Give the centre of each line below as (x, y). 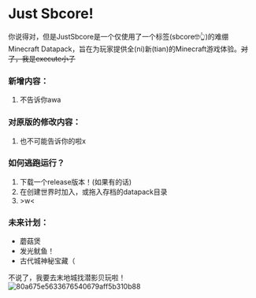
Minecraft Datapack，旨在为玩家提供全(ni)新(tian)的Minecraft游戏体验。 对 (128, 49)
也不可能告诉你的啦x (53, 141)
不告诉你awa (40, 100)
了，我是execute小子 (42, 58)
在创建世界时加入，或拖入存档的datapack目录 (93, 192)
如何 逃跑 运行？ (37, 163)
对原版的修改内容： (45, 122)
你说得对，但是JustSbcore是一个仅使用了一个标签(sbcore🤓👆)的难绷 (119, 36)
